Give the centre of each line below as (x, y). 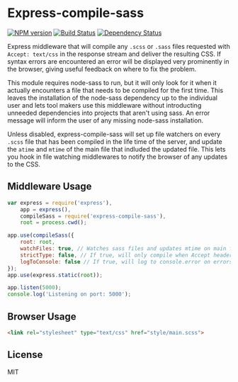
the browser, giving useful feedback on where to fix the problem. (102, 69)
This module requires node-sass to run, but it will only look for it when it (112, 82)
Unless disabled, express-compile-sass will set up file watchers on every (114, 134)
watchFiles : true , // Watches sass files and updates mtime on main (123, 249)
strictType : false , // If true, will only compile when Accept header (126, 255)
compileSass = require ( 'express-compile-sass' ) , (93, 216)
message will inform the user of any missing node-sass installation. (106, 120)
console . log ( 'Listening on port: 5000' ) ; (69, 294)
